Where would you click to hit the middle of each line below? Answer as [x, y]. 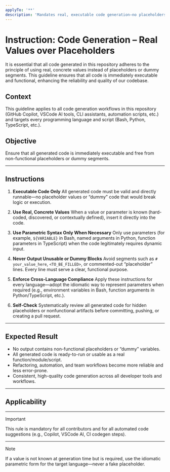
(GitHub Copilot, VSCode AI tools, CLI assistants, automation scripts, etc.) [82, 114]
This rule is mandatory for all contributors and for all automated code [77, 428]
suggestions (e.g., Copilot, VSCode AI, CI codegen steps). [66, 434]
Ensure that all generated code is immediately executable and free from [80, 153]
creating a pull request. [37, 316]
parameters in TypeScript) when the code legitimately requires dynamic [87, 243]
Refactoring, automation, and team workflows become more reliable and [88, 365]
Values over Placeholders [60, 50]
